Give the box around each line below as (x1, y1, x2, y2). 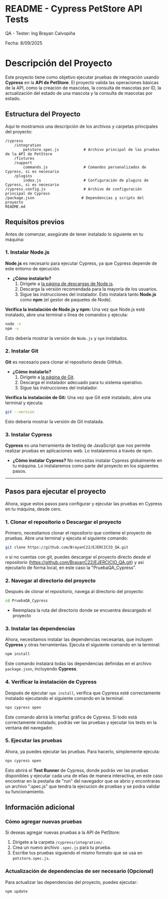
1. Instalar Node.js (5, 249, 50, 256)
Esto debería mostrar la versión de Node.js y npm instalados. (5, 335, 128, 341)
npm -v (5, 326, 19, 331)
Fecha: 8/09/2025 (5, 40, 42, 46)
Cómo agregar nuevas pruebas (5, 818, 82, 825)
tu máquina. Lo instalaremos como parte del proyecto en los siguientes (12, 463, 159, 469)
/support (14, 160, 32, 165)
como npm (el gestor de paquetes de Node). (19, 296, 112, 302)
